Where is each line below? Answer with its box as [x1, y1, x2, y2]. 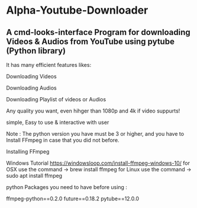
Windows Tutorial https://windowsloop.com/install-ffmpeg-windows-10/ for [6, 159, 190, 167]
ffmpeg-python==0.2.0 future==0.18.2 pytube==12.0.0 [6, 195, 140, 202]
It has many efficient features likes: [6, 62, 92, 68]
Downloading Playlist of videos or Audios [6, 96, 106, 103]
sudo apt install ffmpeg [6, 172, 63, 179]
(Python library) [6, 46, 66, 56]
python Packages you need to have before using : [6, 184, 127, 190]
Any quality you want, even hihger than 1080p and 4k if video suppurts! [6, 107, 180, 114]
